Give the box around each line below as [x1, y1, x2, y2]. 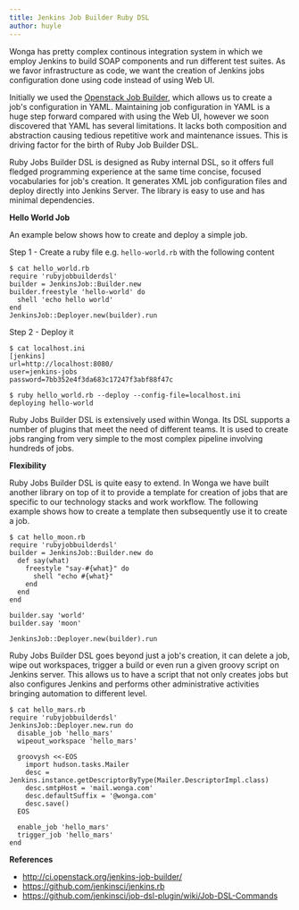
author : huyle [9, 21, 62, 30]
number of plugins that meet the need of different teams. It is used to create [9, 424, 288, 434]
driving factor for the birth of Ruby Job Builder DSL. [9, 139, 199, 150]
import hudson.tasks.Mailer [25, 760, 129, 769]
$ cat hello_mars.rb [9, 705, 87, 714]
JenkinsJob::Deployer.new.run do [9, 720, 134, 729]
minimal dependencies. [9, 194, 96, 206]
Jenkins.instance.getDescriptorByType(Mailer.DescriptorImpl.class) [9, 775, 270, 785]
